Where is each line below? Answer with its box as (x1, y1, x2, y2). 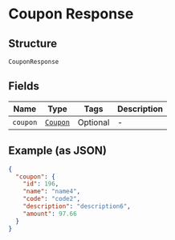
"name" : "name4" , (22, 187, 81, 196)
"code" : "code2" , (22, 195, 81, 203)
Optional (77, 117, 110, 128)
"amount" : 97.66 (22, 210, 78, 218)
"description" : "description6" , (22, 202, 131, 210)
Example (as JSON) (8, 144, 107, 158)
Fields (8, 79, 40, 93)
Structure (8, 37, 58, 50)
